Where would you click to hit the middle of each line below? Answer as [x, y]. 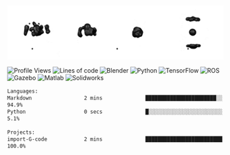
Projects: [21, 132]
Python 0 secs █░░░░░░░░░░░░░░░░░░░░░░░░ [115, 112]
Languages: [23, 91]
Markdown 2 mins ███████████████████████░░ [115, 98]
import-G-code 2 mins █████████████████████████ [115, 139]
